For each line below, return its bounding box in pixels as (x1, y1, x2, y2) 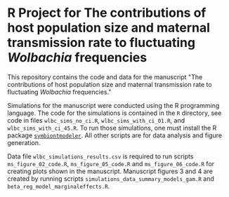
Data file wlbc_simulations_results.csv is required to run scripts (7, 152, 194, 161)
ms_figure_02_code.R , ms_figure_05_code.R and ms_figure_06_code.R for (7, 159, 215, 168)
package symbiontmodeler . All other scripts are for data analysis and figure (7, 131, 223, 140)
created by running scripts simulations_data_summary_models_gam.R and (7, 174, 214, 183)
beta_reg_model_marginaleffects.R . (7, 182, 110, 190)
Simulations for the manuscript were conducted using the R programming (7, 101, 220, 109)
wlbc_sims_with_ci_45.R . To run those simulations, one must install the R (7, 123, 217, 132)
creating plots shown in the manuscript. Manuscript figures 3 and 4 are (7, 167, 213, 175)
